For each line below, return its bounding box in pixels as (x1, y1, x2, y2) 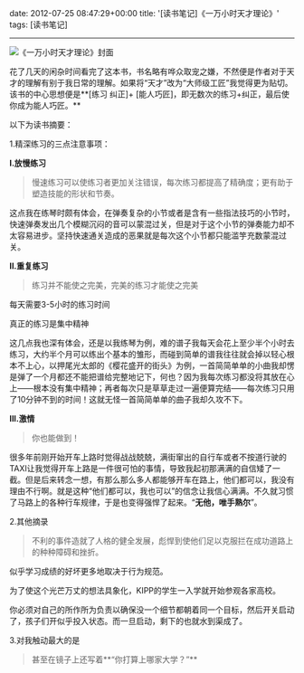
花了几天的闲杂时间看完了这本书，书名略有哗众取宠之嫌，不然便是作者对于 (9, 66, 287, 77)
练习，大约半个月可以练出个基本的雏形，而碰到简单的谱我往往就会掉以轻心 (9, 349, 287, 359)
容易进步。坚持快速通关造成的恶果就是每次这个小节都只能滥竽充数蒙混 (16, 230, 279, 241)
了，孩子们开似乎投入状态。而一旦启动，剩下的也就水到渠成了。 (9, 616, 247, 626)
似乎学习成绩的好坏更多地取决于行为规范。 (9, 566, 168, 576)
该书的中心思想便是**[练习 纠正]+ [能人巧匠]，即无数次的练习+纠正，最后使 (9, 89, 290, 100)
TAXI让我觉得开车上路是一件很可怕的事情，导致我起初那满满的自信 (9, 463, 257, 473)
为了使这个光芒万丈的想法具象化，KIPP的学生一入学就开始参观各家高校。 (9, 585, 281, 595)
